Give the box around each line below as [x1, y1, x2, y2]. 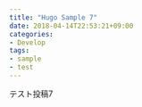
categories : [9, 29, 54, 38]
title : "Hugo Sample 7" [9, 12, 98, 22]
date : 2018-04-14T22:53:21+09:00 [9, 21, 134, 30]
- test [9, 63, 34, 72]
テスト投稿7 [9, 88, 54, 99]
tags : [9, 46, 29, 55]
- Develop [9, 37, 46, 47]
